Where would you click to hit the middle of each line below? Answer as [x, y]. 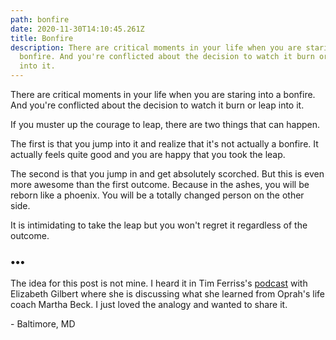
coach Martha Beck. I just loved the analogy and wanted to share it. [149, 305]
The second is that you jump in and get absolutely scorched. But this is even [167, 174]
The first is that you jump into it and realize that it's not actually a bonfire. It [164, 144]
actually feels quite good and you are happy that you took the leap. [148, 154]
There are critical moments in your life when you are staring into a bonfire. [163, 94]
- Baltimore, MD [43, 324]
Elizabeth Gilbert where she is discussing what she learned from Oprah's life [168, 294]
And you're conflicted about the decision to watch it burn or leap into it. [157, 105]
